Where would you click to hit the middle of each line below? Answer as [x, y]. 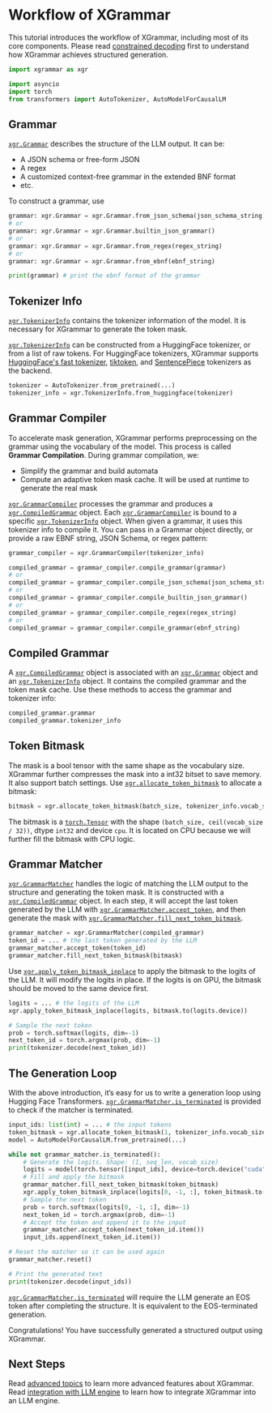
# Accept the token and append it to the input [104, 1222]
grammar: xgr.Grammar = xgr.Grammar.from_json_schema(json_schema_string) [137, 216]
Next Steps [37, 1364]
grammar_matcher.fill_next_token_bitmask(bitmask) [96, 956]
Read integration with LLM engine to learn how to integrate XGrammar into [132, 1392]
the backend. [30, 371]
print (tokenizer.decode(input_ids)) [70, 1282]
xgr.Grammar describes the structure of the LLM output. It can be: [117, 144]
